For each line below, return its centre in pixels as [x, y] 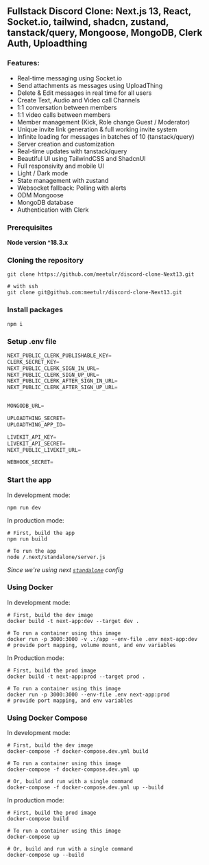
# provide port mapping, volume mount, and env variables [91, 645]
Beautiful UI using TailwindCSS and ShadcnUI [81, 158]
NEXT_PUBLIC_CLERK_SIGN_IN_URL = [53, 368]
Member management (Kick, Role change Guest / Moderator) [103, 122]
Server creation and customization [66, 144]
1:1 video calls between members [64, 114]
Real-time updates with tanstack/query [72, 151]
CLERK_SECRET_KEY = [33, 362]
